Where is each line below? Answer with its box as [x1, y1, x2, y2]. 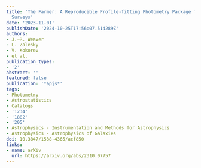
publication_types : [6, 58, 55, 64]
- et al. [6, 53, 28, 59]
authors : [6, 31, 28, 37]
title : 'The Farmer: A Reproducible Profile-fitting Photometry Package [6, 8, 191, 15]
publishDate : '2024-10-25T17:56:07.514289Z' [6, 25, 119, 32]
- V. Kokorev [6, 48, 39, 54]
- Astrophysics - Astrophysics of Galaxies [6, 130, 117, 137]
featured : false [6, 75, 47, 81]
